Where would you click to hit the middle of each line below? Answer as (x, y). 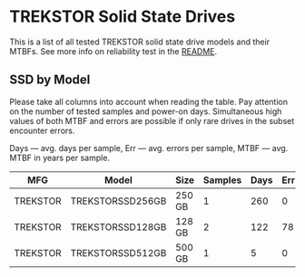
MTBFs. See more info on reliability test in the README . (113, 51)
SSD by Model (50, 80)
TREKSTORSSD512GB (118, 253)
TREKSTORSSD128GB (118, 226)
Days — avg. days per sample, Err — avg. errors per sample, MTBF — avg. (149, 148)
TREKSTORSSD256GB (118, 201)
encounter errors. (42, 130)
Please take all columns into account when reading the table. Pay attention (149, 101)
